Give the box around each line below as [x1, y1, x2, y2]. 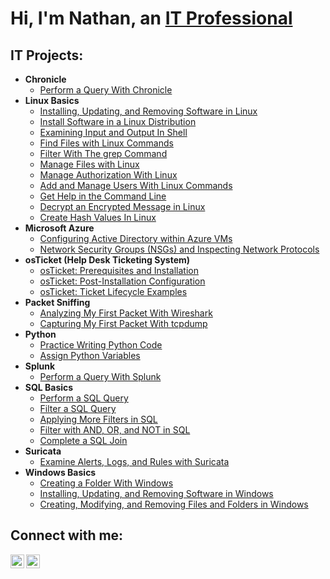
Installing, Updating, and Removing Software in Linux [39, 105, 258, 117]
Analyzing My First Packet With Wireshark [39, 307, 213, 319]
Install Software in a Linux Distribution [39, 116, 197, 127]
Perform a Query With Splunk [39, 371, 162, 382]
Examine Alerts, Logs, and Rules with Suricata [39, 456, 230, 467]
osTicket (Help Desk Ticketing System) [24, 254, 191, 266]
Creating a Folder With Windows [39, 477, 174, 489]
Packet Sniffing [24, 297, 91, 308]
